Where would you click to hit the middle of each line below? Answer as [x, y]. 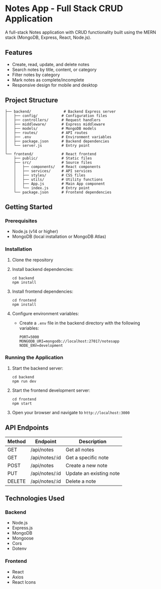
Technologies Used [35, 498]
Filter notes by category [36, 75]
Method [17, 441]
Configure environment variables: [45, 313]
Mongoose [23, 538]
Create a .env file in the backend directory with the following [80, 323]
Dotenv [19, 549]
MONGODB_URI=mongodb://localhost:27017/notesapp [69, 341]
